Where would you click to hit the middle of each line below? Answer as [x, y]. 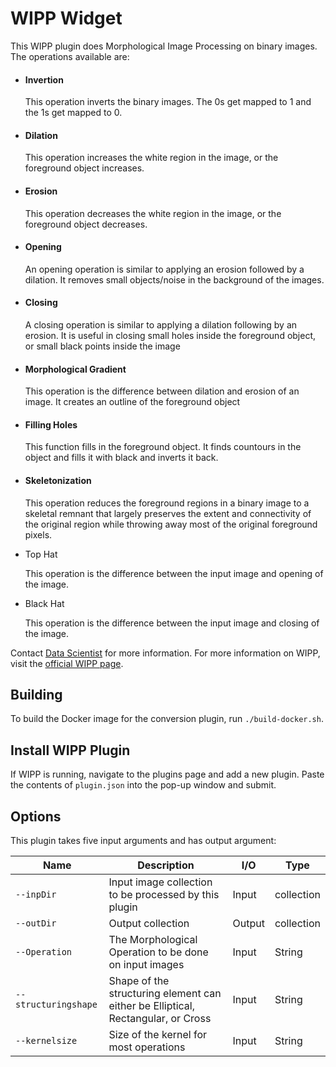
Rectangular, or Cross [160, 1018]
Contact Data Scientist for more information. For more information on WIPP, [165, 653]
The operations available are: [70, 56]
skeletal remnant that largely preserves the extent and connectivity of [168, 513]
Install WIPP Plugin [70, 750]
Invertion [44, 79]
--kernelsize [46, 1040]
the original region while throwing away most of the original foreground [171, 524]
